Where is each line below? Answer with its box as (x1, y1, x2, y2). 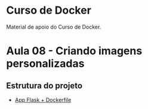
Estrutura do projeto (6, 80, 82, 91)
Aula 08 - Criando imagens (6, 44, 143, 58)
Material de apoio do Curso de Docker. (6, 23, 101, 30)
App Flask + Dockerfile (14, 96, 72, 103)
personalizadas (6, 57, 85, 70)
